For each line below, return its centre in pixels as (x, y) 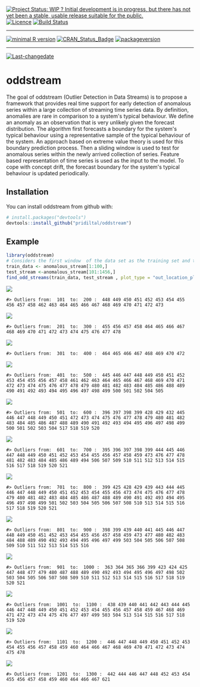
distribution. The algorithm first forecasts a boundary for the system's (92, 129)
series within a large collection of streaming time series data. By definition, (98, 109)
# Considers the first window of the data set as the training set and (98, 261)
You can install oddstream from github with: (60, 206)
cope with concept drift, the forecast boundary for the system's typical (93, 167)
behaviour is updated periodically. (48, 173)
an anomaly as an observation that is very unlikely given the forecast (90, 122)
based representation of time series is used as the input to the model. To (95, 160)
